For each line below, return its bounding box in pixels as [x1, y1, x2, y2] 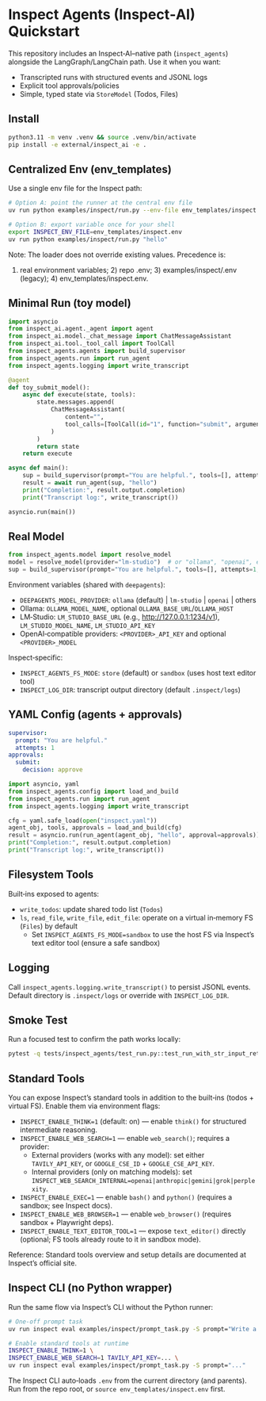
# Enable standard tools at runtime [8, 1339, 129, 1347]
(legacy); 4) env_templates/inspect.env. [19, 274, 149, 283]
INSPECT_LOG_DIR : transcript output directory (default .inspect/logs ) [19, 684, 241, 695]
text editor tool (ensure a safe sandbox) [31, 938, 161, 947]
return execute [22, 450, 73, 457]
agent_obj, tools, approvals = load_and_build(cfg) [8, 824, 182, 832]
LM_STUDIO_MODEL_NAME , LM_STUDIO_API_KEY [19, 620, 156, 630]
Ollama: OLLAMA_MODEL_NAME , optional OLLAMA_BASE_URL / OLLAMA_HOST [19, 603, 234, 613]
